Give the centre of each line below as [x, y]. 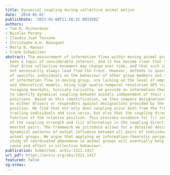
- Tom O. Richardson [27, 29]
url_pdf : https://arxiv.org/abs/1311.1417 [51, 155]
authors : [14, 24]
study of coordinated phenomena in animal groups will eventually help [87, 141]
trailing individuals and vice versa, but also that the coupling [81, 113]
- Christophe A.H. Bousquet [35, 43]
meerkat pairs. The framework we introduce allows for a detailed [81, 127]
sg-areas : [16, 164]
